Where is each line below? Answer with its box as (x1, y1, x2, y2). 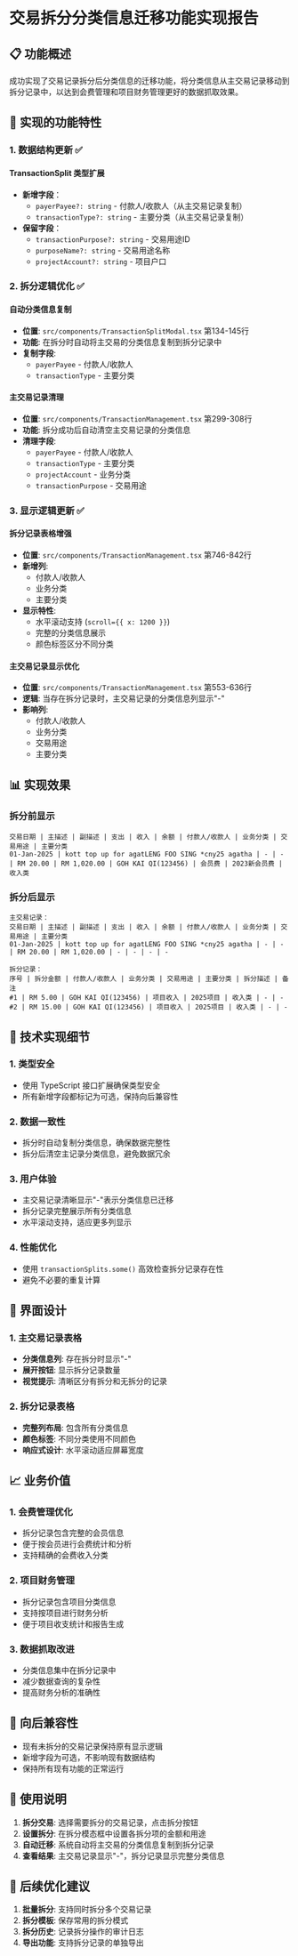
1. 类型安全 (9, 1058, 55, 1070)
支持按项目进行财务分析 (21, 1607, 109, 1618)
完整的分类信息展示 (35, 627, 107, 638)
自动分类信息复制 (9, 304, 72, 315)
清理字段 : (21, 435, 56, 446)
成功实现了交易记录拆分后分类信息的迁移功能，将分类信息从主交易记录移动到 (9, 76, 290, 85)
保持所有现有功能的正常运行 (21, 1763, 125, 1774)
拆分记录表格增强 (9, 528, 72, 539)
